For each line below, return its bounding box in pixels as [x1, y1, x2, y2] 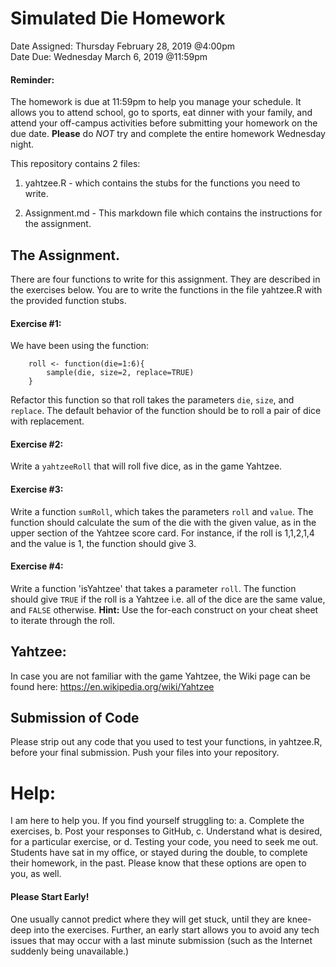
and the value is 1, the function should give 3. [10, 537, 197, 549]
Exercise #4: [10, 560, 64, 572]
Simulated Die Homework [10, 7, 226, 30]
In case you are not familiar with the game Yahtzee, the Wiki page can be [10, 670, 311, 682]
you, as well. [10, 868, 62, 880]
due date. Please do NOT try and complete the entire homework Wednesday [10, 128, 326, 140]
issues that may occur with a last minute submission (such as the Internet [10, 934, 313, 946]
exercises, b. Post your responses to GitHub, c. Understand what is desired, [10, 825, 323, 837]
